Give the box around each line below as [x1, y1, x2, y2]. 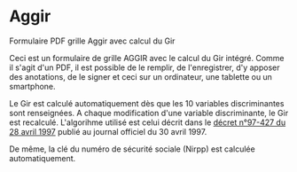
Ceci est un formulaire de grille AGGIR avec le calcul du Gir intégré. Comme [9, 52, 285, 63]
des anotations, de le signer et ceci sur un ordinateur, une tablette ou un [9, 71, 273, 82]
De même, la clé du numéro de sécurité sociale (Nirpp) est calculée [9, 144, 255, 154]
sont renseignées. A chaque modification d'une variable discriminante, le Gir [9, 107, 289, 118]
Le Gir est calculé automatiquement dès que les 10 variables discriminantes [9, 98, 285, 108]
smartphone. [9, 81, 56, 91]
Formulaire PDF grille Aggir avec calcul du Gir [9, 35, 176, 46]
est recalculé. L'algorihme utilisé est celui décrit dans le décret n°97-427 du [9, 117, 286, 128]
